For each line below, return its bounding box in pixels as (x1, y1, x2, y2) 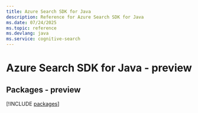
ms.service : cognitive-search (6, 36, 81, 42)
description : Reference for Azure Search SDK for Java (6, 14, 144, 20)
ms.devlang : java (6, 31, 49, 36)
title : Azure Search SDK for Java (6, 8, 92, 15)
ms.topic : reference (6, 25, 57, 31)
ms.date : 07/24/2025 (6, 19, 57, 25)
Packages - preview (6, 85, 81, 95)
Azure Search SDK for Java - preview (6, 61, 192, 75)
